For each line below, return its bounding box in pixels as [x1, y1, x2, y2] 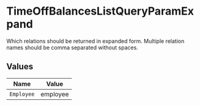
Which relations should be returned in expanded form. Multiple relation [6, 37, 185, 44]
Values [6, 62, 34, 72]
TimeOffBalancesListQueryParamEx [6, 4, 194, 18]
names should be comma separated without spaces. [6, 44, 139, 51]
